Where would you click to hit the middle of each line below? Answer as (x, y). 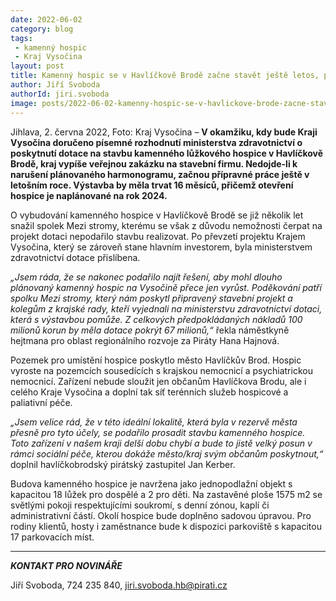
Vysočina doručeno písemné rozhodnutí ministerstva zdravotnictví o (156, 142)
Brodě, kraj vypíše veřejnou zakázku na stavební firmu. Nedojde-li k (154, 163)
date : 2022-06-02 (46, 19)
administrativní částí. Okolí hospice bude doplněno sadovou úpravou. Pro (161, 515)
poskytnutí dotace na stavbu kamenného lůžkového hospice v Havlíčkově (167, 153)
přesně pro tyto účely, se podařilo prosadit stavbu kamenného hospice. (158, 432)
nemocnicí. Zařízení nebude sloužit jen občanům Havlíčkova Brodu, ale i (158, 381)
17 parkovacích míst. (52, 537)
